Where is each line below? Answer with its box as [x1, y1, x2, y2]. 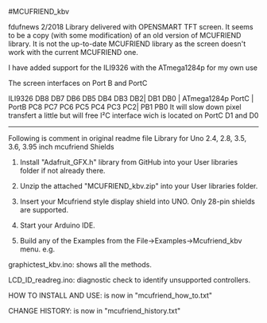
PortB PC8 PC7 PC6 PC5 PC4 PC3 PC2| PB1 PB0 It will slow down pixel [8, 103, 242, 111]
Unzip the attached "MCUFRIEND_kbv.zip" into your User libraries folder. [19, 181, 258, 190]
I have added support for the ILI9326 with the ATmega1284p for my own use [8, 63, 258, 72]
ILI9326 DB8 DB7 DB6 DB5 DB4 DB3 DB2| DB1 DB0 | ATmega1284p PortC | [8, 94, 254, 103]
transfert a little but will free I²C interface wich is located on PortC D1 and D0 [8, 111, 259, 120]
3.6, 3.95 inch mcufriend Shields [8, 142, 114, 151]
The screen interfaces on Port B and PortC [8, 79, 148, 88]
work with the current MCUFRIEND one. [8, 48, 139, 56]
